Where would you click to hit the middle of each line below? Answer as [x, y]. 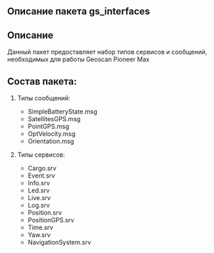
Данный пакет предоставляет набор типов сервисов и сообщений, [107, 52]
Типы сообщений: [44, 98]
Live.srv [39, 198]
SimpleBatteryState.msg [62, 112]
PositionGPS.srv [51, 220]
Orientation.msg [51, 141]
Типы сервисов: [41, 155]
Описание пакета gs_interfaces [79, 11]
